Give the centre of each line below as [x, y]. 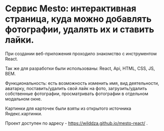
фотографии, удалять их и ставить [80, 30]
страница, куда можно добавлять [78, 19]
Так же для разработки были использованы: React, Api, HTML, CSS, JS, [80, 68]
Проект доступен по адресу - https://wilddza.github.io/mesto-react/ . [77, 123]
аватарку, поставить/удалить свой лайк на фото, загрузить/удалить [76, 88]
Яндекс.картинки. [24, 113]
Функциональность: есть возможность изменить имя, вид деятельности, [82, 83]
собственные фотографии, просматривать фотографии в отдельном [77, 94]
